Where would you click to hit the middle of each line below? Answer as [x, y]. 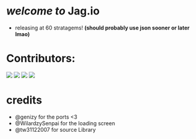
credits [24, 100]
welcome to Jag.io [53, 11]
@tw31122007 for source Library [55, 129]
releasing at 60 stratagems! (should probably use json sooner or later [102, 28]
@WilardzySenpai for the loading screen [65, 123]
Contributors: [41, 59]
